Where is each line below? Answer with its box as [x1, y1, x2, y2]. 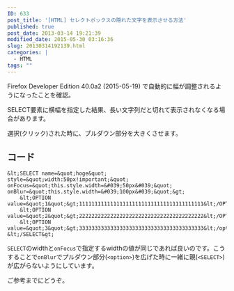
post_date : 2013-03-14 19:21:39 [7, 29, 101, 37]
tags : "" [7, 62, 33, 69]
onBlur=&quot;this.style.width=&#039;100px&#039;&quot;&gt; [7, 189, 186, 196]
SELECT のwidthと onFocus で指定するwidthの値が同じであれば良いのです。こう [7, 244, 226, 253]
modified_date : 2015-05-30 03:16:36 [7, 36, 114, 43]
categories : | [7, 49, 49, 56]
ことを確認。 [37, 91, 75, 99]
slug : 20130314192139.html [7, 42, 86, 49]
